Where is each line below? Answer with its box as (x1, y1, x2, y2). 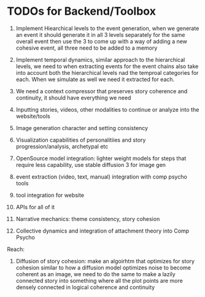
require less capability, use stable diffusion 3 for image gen (15, 161, 166, 168)
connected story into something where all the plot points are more (15, 277, 183, 284)
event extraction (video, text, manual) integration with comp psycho (15, 173, 188, 180)
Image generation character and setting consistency (15, 124, 149, 131)
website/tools (15, 112, 51, 120)
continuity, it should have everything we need (15, 94, 131, 101)
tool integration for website (15, 191, 85, 199)
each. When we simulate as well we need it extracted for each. (15, 75, 175, 83)
